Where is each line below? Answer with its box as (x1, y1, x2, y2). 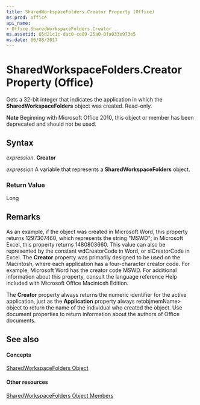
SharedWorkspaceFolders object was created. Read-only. (6, 102, 152, 109)
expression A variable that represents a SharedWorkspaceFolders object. (6, 166, 190, 173)
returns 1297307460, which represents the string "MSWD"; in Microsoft (6, 234, 184, 242)
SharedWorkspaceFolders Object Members (6, 392, 114, 399)
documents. (6, 317, 36, 324)
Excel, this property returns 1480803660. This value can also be (6, 241, 166, 248)
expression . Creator (6, 154, 56, 161)
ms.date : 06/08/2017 (6, 37, 58, 43)
